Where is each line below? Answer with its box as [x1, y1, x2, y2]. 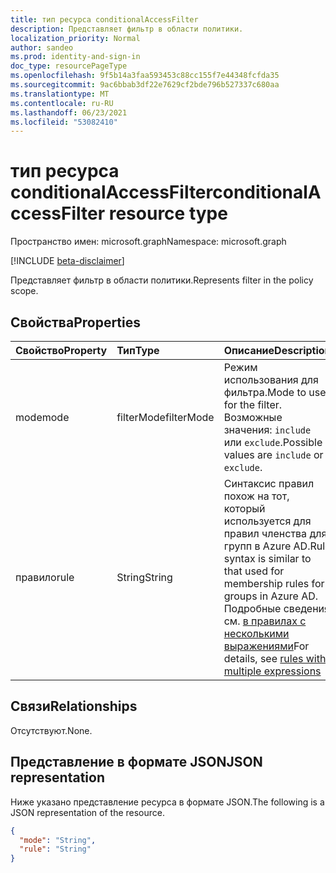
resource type [108, 202, 228, 225]
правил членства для [223, 527, 328, 540]
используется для [223, 514, 312, 528]
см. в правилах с [223, 614, 307, 628]
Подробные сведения [223, 602, 330, 615]
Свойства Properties [10, 314, 142, 331]
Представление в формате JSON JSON [10, 754, 263, 771]
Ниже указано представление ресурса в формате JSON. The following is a [10, 796, 325, 808]
